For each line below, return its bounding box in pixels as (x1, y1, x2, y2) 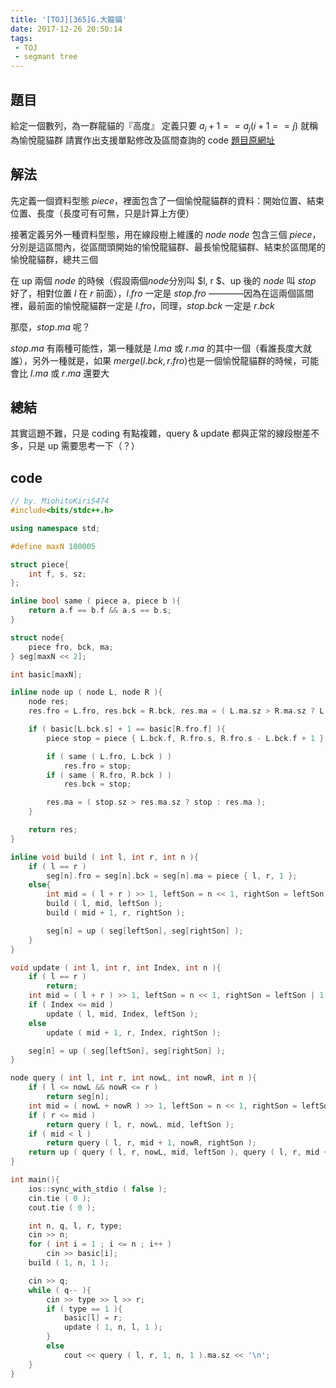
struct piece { (10, 559, 70, 570)
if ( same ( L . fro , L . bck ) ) (46, 751, 172, 761)
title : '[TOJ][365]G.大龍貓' (10, 14, 128, 25)
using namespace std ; (10, 523, 101, 533)
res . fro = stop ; (63, 761, 132, 771)
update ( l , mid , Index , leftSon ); (46, 1009, 199, 1019)
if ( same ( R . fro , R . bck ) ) (46, 770, 172, 780)
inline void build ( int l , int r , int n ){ (10, 852, 199, 862)
